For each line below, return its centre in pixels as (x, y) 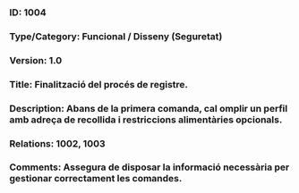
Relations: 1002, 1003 (57, 143)
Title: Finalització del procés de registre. (99, 84)
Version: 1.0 (36, 60)
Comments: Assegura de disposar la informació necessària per (149, 167)
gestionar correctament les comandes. (96, 179)
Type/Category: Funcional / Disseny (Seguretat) (116, 36)
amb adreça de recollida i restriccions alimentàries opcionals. (146, 120)
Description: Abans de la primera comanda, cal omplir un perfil (149, 108)
